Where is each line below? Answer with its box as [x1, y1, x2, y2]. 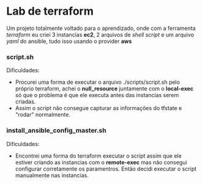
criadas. [15, 98, 36, 105]
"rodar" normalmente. [15, 111, 70, 119]
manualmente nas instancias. [15, 171, 89, 178]
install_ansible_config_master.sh [6, 127, 107, 135]
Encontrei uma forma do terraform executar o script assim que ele [15, 152, 182, 160]
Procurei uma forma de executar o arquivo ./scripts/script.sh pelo [15, 78, 180, 86]
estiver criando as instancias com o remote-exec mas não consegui [15, 158, 188, 166]
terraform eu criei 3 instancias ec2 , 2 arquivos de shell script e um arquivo [6, 31, 194, 38]
